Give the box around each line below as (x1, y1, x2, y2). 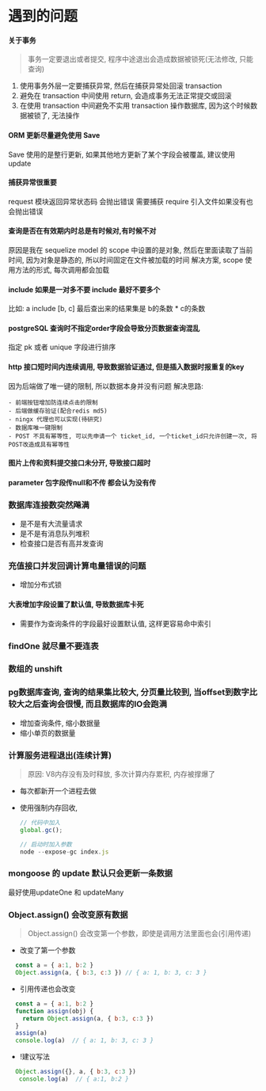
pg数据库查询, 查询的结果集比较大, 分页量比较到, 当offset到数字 (8, 686, 249, 698)
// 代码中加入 (19, 819, 61, 827)
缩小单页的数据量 (19, 728, 76, 737)
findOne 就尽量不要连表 (8, 641, 99, 652)
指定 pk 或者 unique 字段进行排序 (8, 342, 116, 352)
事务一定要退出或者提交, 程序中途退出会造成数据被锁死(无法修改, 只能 (27, 55, 253, 64)
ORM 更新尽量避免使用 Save (8, 130, 101, 139)
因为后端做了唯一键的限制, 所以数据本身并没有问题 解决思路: (8, 381, 203, 390)
